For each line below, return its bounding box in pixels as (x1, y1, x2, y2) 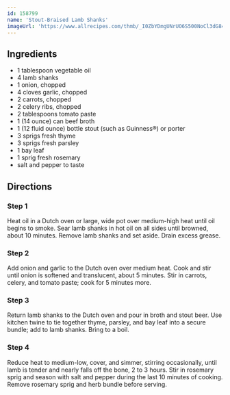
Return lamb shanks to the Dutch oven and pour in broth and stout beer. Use (7, 311, 222, 319)
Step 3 (7, 296, 29, 305)
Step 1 (7, 201, 28, 211)
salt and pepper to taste (16, 161, 85, 169)
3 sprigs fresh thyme (16, 131, 76, 140)
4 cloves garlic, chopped (16, 88, 88, 97)
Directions (7, 181, 53, 192)
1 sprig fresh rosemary (16, 153, 81, 162)
